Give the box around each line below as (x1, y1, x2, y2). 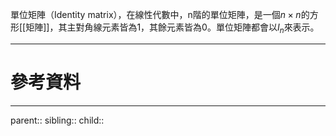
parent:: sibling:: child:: (10, 114, 105, 126)
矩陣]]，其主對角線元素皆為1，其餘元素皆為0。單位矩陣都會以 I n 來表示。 (25, 21, 320, 35)
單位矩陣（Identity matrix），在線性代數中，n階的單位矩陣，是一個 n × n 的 (10, 9, 310, 20)
